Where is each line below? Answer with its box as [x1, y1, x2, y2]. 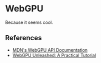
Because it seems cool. [5, 19, 53, 25]
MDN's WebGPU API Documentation [12, 47, 88, 53]
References [5, 34, 42, 42]
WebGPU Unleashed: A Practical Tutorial [12, 52, 96, 58]
